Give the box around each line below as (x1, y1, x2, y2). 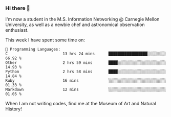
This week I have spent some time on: (5, 37, 85, 43)
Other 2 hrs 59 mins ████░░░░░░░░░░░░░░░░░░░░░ (5, 60, 166, 65)
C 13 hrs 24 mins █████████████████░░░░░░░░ (5, 51, 166, 57)
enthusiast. (5, 27, 29, 33)
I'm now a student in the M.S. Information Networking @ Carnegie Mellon (5, 16, 160, 22)
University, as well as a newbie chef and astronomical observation (5, 21, 145, 28)
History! (5, 106, 22, 112)
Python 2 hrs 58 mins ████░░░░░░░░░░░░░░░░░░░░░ (5, 69, 166, 75)
